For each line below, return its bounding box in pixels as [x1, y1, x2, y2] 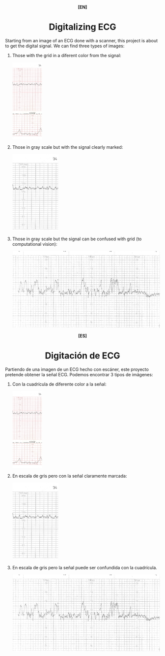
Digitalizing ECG [49, 22, 116, 33]
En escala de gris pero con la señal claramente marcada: [12, 473, 127, 479]
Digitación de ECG [45, 350, 120, 361]
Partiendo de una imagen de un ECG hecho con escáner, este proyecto [5, 366, 149, 372]
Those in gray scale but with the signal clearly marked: [12, 144, 123, 150]
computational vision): [12, 241, 57, 247]
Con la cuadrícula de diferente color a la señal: [12, 381, 107, 387]
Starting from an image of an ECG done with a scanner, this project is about [5, 37, 158, 43]
